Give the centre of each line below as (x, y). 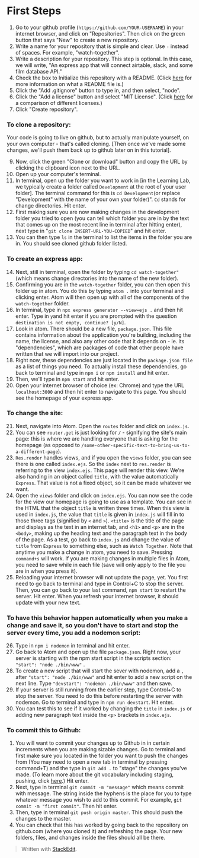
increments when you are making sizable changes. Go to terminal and (100, 749)
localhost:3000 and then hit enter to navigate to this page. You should (101, 391)
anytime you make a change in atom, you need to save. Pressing (94, 552)
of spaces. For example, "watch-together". (68, 52)
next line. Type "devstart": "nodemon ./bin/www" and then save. (94, 684)
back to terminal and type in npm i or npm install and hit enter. (92, 372)
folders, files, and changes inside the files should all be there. (90, 838)
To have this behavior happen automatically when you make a (97, 618)
